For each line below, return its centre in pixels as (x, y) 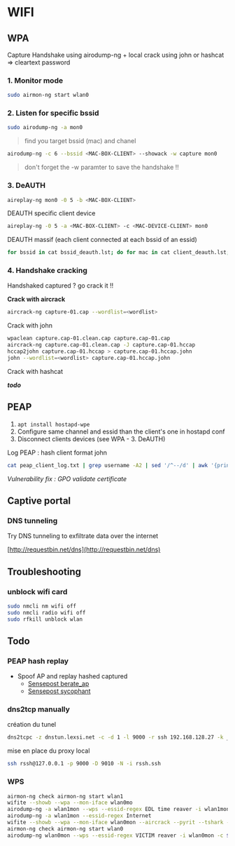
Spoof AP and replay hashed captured (72, 676)
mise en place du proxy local (49, 751)
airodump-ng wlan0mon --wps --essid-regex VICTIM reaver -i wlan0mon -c (115, 835)
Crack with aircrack (36, 300)
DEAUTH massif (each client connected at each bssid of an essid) (102, 240)
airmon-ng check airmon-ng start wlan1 (65, 796)
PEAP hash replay (38, 661)
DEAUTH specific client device (51, 213)
